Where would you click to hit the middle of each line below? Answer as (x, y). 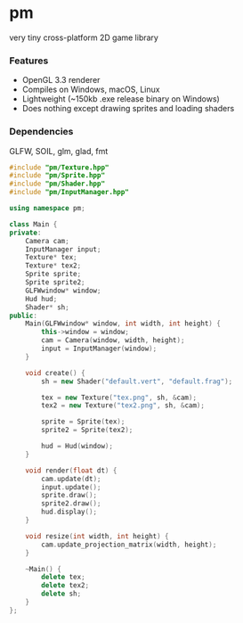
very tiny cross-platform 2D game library (84, 37)
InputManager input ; (63, 249)
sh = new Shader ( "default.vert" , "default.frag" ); (137, 381)
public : (24, 316)
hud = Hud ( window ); (77, 447)
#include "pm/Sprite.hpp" (57, 176)
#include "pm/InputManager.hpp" (69, 193)
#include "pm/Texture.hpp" (59, 168)
